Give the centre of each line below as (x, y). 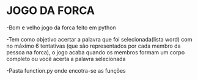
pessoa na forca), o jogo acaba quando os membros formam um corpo (96, 52)
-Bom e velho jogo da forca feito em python (61, 27)
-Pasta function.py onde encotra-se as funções (66, 70)
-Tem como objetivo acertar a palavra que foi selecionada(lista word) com (99, 39)
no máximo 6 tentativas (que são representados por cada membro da (94, 46)
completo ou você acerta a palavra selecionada (66, 59)
